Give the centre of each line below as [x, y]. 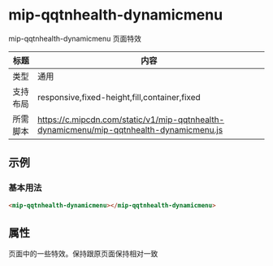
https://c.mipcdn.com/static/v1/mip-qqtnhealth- [131, 120]
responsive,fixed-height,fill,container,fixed [119, 97]
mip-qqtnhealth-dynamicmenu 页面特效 [75, 38]
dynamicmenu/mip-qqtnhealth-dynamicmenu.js [130, 129]
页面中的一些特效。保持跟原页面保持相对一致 [83, 254]
